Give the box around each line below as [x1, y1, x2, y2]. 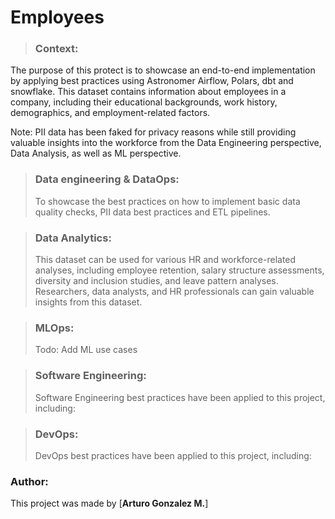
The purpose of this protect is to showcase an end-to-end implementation [10, 64, 316, 76]
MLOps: [34, 321, 75, 335]
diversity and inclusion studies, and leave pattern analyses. [34, 275, 279, 287]
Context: [34, 42, 79, 56]
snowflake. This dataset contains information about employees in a [10, 86, 287, 98]
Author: [10, 474, 49, 488]
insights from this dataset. [34, 296, 143, 308]
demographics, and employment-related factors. [10, 107, 211, 119]
